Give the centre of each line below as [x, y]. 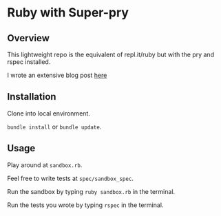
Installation [32, 97]
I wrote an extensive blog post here [57, 75]
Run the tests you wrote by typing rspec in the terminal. [85, 205]
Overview [29, 38]
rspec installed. [29, 62]
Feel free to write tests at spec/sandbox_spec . [71, 178]
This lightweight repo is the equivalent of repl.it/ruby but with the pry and [111, 54]
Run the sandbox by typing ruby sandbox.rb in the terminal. [91, 191]
